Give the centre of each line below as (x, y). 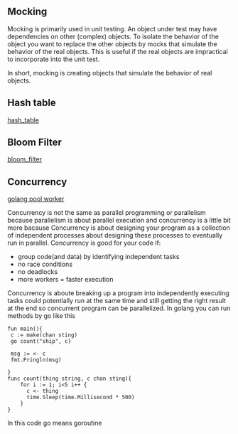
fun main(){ (25, 329)
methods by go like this (42, 316)
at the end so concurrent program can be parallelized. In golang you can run (119, 308)
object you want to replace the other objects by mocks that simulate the (113, 44)
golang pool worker (36, 199)
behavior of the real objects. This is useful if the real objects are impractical (118, 51)
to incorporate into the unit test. (54, 59)
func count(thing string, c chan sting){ (70, 379)
